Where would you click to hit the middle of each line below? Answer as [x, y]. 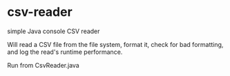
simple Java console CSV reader [54, 31]
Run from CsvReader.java [43, 65]
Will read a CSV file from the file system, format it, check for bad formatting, [115, 44]
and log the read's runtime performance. [65, 52]
